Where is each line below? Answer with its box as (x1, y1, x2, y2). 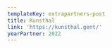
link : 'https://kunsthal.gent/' (7, 23, 102, 30)
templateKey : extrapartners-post (7, 10, 106, 18)
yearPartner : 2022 (7, 30, 61, 37)
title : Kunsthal (7, 17, 55, 24)
